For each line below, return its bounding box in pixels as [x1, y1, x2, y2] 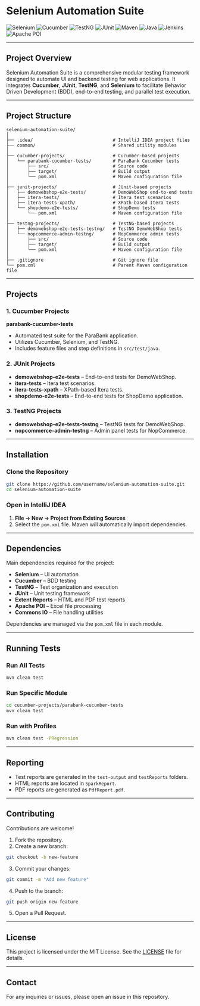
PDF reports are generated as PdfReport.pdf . [14, 785, 126, 793]
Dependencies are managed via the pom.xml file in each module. [6, 620, 163, 628]
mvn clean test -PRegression [6, 735, 79, 741]
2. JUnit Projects [6, 359, 55, 368]
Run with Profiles [6, 722, 57, 730]
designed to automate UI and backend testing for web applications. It [6, 75, 176, 82]
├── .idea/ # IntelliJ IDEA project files [6, 137, 190, 143]
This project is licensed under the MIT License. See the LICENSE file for [6, 948, 182, 955]
